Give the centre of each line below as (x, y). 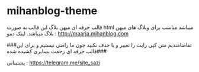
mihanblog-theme (52, 11)
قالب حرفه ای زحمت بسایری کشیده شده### (57, 51)
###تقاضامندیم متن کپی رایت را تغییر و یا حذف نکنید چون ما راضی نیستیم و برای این (99, 45)
